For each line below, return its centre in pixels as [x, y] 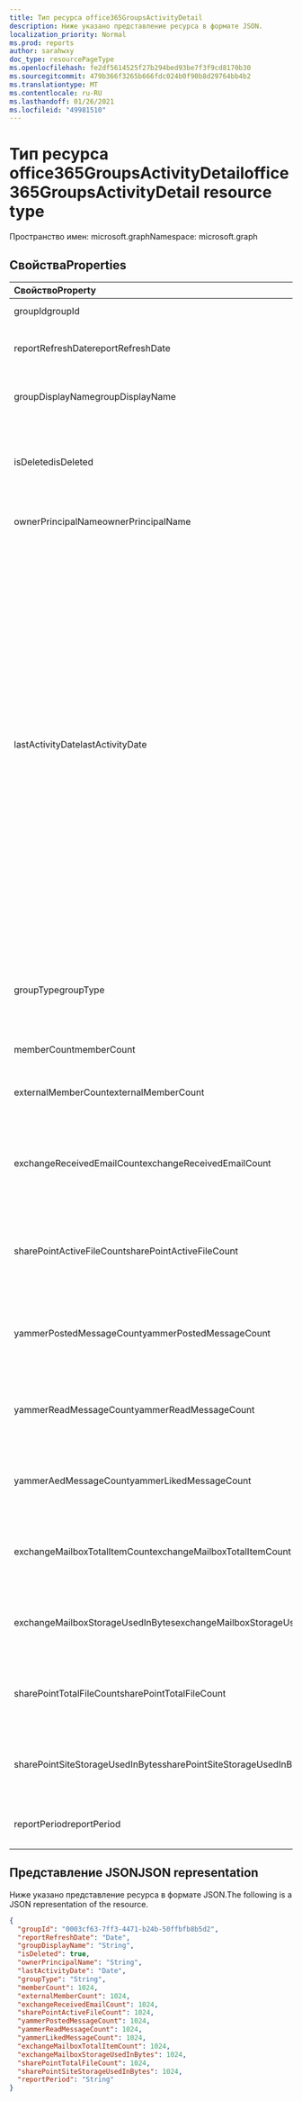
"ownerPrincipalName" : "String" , [80, 1963]
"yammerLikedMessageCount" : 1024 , [82, 2038]
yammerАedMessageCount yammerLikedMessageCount [133, 1481]
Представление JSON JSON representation [134, 1873]
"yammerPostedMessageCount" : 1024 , [84, 2021]
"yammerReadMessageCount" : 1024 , [80, 2030]
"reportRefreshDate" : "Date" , [74, 1937]
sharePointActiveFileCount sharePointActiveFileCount [126, 1251]
